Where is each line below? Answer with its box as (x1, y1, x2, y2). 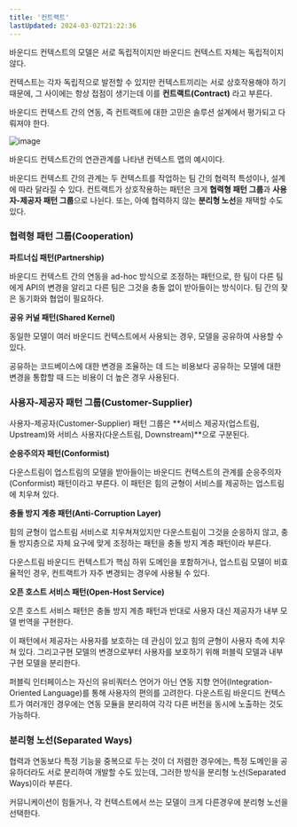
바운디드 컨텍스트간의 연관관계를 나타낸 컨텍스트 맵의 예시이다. (9, 154, 225, 164)
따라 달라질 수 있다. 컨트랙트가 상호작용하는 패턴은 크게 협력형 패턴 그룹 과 (18, 184, 271, 194)
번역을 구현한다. (18, 617, 74, 627)
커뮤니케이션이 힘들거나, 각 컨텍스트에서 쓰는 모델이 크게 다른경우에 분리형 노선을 (9, 797, 289, 807)
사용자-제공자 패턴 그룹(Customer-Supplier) (9, 396, 193, 408)
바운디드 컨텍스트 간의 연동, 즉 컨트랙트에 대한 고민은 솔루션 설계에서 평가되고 (9, 106, 277, 117)
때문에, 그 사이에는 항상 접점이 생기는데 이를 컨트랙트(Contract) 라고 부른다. (9, 88, 273, 98)
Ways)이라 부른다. (9, 778, 73, 789)
